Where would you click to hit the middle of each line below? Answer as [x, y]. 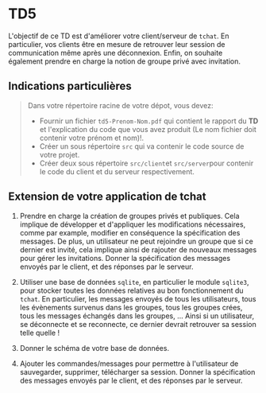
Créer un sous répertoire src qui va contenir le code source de [142, 146]
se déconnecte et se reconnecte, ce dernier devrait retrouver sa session [138, 324]
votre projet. [60, 154]
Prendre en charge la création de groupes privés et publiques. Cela [129, 216]
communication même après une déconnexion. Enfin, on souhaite [116, 53]
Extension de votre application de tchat [107, 197]
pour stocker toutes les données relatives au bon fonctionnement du [131, 290]
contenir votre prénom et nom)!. [92, 138]
